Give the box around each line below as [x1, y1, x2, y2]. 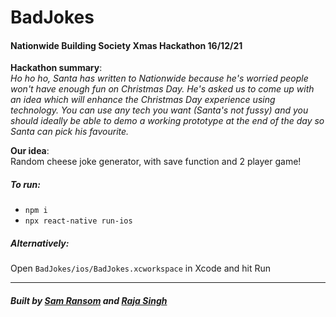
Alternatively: [10, 237, 70, 249]
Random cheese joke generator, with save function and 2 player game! [10, 156, 302, 168]
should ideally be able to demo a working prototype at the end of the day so [10, 115, 325, 127]
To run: [10, 178, 41, 190]
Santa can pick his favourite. [10, 126, 130, 138]
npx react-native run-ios [24, 216, 133, 226]
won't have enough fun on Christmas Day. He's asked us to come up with [10, 83, 315, 95]
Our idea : [10, 145, 50, 157]
